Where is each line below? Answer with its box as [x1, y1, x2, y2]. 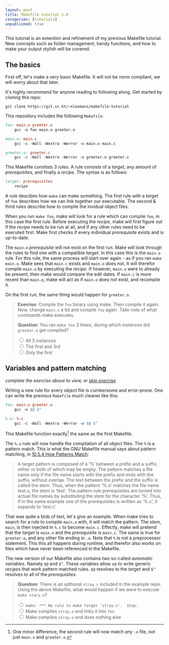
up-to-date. [5, 235, 29, 241]
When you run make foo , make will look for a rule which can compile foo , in [5, 213, 160, 220]
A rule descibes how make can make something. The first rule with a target [5, 193, 158, 199]
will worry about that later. [5, 79, 59, 86]
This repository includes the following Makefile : [5, 113, 104, 119]
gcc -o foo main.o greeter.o [14, 127, 75, 132]
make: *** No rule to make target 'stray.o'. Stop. [25, 603, 138, 608]
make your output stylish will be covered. [5, 46, 91, 52]
